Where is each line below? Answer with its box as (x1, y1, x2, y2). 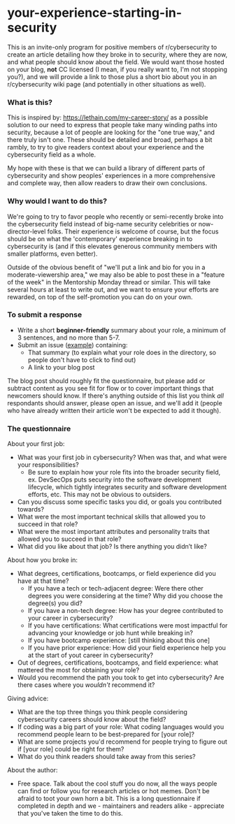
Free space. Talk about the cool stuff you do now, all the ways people (17, 779, 218, 788)
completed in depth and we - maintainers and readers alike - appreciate (17, 802, 225, 810)
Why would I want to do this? (7, 196, 107, 206)
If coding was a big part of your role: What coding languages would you (17, 723, 225, 731)
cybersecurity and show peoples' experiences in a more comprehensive (7, 171, 215, 180)
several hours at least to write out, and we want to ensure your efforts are (7, 285, 219, 294)
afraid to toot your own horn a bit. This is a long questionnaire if (17, 795, 201, 803)
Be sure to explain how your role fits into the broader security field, (27, 468, 221, 477)
